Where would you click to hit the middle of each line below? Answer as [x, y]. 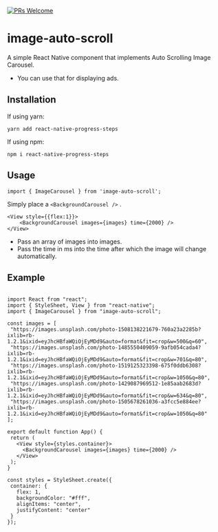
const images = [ [32, 323]
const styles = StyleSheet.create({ [59, 480]
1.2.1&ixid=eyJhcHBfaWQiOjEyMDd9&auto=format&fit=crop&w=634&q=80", [107, 396]
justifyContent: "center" [53, 510]
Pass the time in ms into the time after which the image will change [112, 248]
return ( [23, 438]
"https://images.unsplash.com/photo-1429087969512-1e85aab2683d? [106, 384]
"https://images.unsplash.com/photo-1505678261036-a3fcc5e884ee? [106, 402]
